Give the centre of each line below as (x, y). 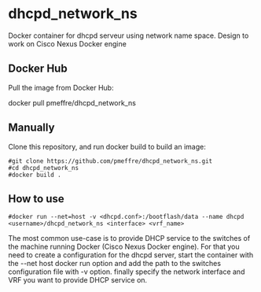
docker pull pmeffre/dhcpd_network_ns (72, 102)
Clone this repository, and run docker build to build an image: (107, 146)
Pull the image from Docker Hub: (61, 87)
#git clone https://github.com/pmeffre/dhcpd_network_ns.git (110, 161)
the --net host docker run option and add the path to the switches (115, 264)
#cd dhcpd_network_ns (44, 168)
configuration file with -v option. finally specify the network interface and (127, 272)
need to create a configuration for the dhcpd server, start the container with (131, 255)
